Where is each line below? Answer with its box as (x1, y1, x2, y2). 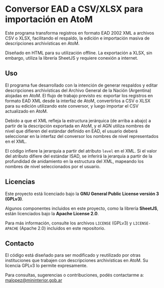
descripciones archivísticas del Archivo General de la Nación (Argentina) (5, 87, 152, 93)
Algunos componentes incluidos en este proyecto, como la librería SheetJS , (5, 205, 159, 211)
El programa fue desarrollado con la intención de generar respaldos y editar (5, 82, 158, 88)
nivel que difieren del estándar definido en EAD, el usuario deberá (5, 128, 138, 134)
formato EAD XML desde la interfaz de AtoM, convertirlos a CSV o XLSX (5, 98, 151, 104)
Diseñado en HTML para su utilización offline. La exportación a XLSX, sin (5, 50, 153, 56)
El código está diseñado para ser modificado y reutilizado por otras (5, 252, 141, 258)
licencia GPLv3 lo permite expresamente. (5, 263, 88, 268)
